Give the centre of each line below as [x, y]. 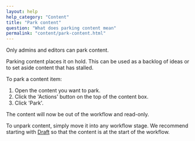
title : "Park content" [34, 22]
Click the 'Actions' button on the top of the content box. [81, 97]
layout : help [22, 11]
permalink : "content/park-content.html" [56, 33]
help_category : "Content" [37, 17]
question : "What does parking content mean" [61, 28]
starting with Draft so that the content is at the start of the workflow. [88, 132]
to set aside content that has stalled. [50, 68]
